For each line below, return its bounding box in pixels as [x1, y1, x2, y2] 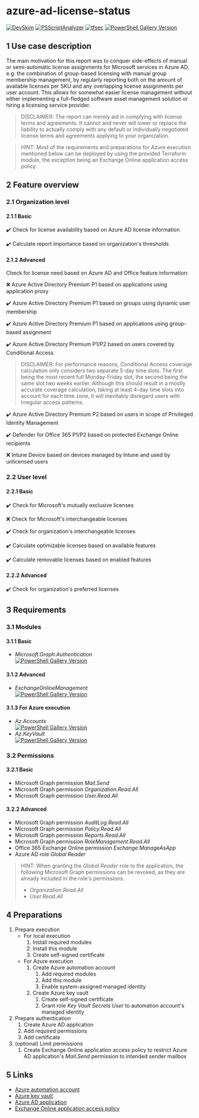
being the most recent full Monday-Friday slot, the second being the [20, 373, 188, 381]
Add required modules [41, 970, 96, 977]
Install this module [32, 944, 77, 952]
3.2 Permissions [6, 751, 55, 759]
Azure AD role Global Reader [14, 851, 86, 858]
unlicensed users [6, 458, 49, 465]
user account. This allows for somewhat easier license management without [6, 88, 192, 96]
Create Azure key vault [32, 989, 89, 996]
